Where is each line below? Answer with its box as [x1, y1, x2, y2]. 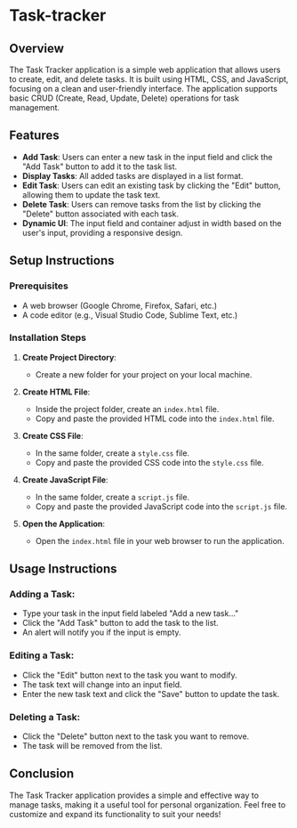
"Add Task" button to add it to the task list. [21, 161, 178, 172]
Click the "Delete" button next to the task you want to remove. [21, 731, 250, 742]
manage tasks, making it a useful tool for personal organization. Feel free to [9, 799, 286, 810]
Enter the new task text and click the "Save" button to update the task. [21, 688, 280, 699]
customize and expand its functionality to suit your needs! [9, 808, 221, 819]
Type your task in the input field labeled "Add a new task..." [21, 608, 239, 619]
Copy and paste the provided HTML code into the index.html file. [35, 413, 275, 424]
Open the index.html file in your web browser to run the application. [35, 535, 285, 546]
